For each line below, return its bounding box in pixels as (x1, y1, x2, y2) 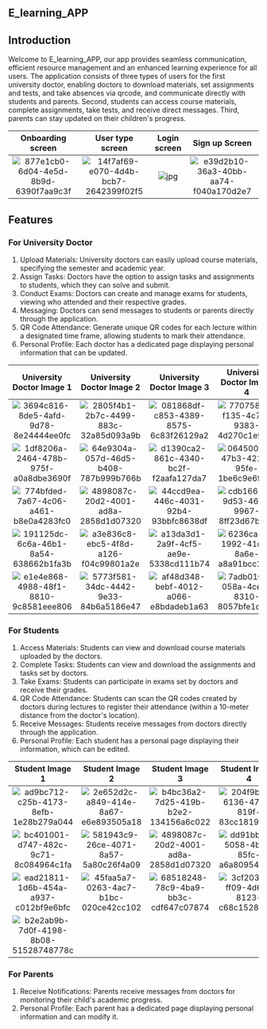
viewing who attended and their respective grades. (19, 297, 187, 306)
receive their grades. (19, 685, 88, 695)
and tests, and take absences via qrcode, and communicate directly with (8, 88, 246, 98)
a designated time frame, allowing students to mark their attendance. (19, 330, 246, 341)
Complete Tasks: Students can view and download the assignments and (19, 660, 256, 669)
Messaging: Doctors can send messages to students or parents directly (19, 306, 254, 315)
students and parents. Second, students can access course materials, (8, 97, 237, 107)
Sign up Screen (192, 138, 253, 149)
